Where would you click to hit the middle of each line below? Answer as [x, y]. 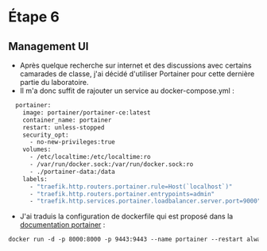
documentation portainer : [62, 225]
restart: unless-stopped [64, 127]
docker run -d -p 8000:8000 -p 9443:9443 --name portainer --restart [126, 239]
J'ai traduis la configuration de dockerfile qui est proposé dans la [126, 216]
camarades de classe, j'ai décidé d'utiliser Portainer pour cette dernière [137, 74]
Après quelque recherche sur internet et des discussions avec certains [135, 65]
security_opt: [46, 135]
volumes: [37, 150]
